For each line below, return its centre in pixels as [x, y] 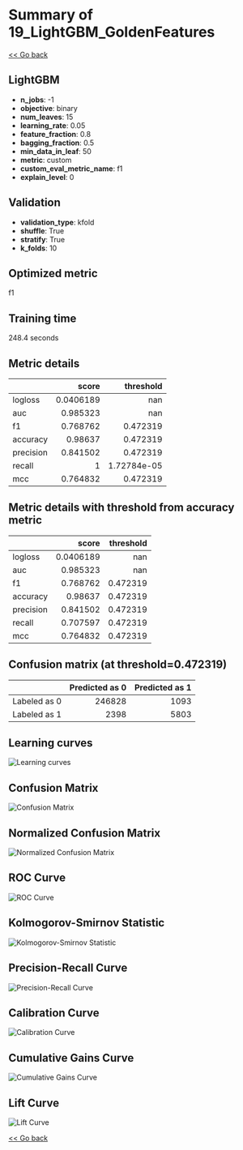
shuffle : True [42, 231]
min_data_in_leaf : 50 [55, 151]
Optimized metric [53, 273]
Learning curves [51, 743]
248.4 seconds [34, 338]
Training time [43, 318]
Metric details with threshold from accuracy [122, 508]
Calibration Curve [54, 1013]
